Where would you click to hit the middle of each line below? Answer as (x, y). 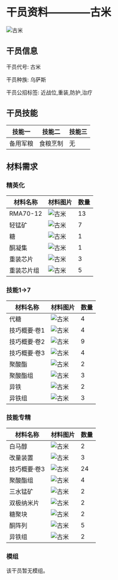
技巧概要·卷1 (27, 330)
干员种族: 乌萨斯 (26, 80)
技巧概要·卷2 (27, 341)
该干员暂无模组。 (27, 571)
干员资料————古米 (59, 12)
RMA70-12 (26, 213)
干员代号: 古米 (23, 66)
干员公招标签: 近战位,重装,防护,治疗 (49, 92)
